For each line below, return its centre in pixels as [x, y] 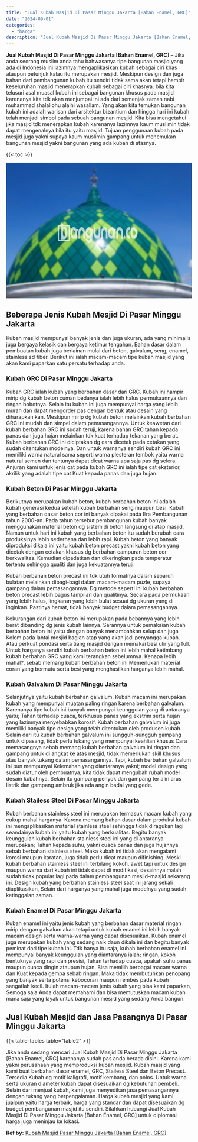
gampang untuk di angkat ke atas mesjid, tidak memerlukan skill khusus [93, 753]
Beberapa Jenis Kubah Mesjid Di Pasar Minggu [94, 315]
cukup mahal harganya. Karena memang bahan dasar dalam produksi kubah [99, 820]
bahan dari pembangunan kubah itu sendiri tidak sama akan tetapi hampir [95, 80]
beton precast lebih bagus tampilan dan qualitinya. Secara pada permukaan [98, 595]
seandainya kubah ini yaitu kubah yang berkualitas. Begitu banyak [86, 832]
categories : [21, 25]
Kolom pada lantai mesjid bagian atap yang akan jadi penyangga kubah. [93, 638]
